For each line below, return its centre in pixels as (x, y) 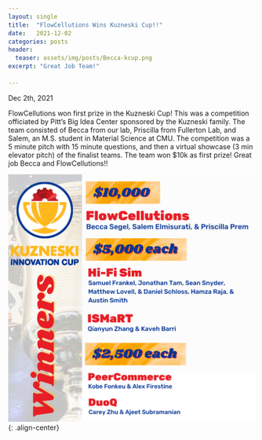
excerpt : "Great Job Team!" (54, 67)
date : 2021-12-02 (40, 33)
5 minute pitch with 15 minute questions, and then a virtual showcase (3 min (131, 146)
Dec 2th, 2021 (31, 97)
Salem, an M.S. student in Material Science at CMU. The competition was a (129, 138)
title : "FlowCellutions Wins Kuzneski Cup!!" (86, 25)
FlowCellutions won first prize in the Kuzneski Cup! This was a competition (129, 113)
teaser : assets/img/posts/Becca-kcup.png (84, 58)
